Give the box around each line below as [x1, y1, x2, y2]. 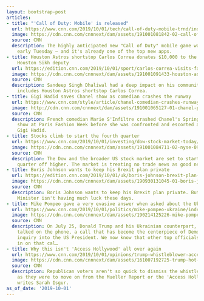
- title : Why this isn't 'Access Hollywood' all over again [6, 246, 162, 252]
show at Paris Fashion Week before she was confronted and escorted [17, 122, 194, 128]
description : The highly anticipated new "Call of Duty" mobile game [12, 43, 191, 49]
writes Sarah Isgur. [17, 280, 69, 286]
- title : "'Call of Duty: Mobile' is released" [6, 20, 129, 26]
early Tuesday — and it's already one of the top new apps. [17, 49, 172, 55]
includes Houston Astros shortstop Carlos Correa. [17, 88, 148, 94]
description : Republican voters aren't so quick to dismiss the [12, 268, 178, 275]
